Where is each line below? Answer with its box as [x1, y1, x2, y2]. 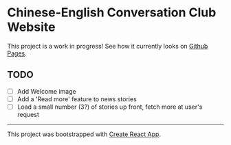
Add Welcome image [16, 87, 77, 95]
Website [7, 19, 56, 35]
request [16, 110, 39, 118]
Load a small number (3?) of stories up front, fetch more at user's [16, 103, 203, 111]
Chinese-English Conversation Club [7, 5, 217, 21]
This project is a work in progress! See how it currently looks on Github [7, 42, 208, 50]
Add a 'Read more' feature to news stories [16, 94, 137, 103]
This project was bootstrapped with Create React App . [7, 130, 162, 138]
